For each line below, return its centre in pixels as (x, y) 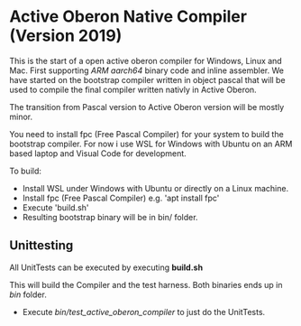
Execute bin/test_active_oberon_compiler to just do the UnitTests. (144, 312)
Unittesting (41, 246)
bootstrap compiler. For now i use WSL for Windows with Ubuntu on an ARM (151, 144)
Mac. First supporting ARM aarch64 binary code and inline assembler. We (146, 70)
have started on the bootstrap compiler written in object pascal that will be (147, 79)
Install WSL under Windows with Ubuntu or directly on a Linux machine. (155, 188)
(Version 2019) (66, 36)
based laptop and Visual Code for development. (98, 153)
